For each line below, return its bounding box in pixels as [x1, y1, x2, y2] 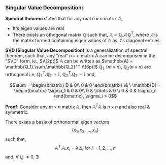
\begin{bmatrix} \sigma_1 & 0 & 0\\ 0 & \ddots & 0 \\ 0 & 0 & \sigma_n [14, 88, 157, 94]
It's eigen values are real [12, 25, 64, 31]
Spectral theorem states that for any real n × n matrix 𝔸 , [5, 16, 123, 22]
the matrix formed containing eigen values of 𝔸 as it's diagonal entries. [12, 37, 161, 43]
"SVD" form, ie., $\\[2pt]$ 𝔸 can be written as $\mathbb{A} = [5, 58, 134, 64]
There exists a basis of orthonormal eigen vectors [5, 119, 110, 125]
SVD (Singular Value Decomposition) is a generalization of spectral [5, 47, 148, 53]
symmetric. [5, 109, 29, 115]
